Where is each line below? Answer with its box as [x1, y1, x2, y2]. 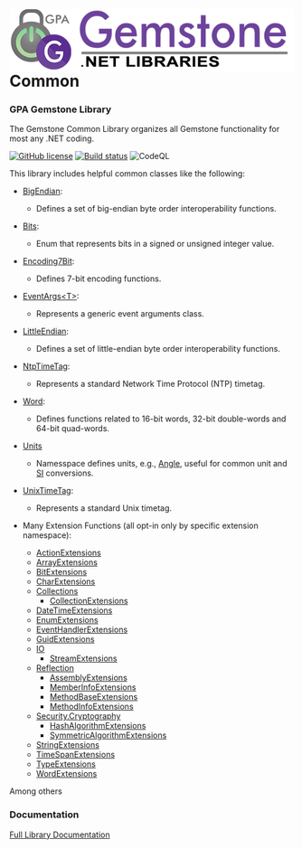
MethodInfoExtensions [49, 701, 134, 712]
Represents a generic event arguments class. [35, 308, 205, 319]
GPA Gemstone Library [9, 103, 112, 116]
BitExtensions [35, 567, 88, 578]
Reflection [35, 663, 74, 674]
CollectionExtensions [49, 596, 128, 607]
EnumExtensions [35, 615, 99, 626]
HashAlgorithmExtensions [49, 721, 146, 731]
